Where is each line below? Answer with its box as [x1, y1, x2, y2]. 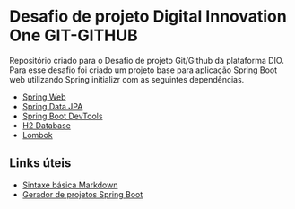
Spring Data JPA [22, 100, 83, 111]
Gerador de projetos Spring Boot [22, 188, 143, 199]
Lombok [22, 129, 54, 140]
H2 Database [22, 119, 72, 131]
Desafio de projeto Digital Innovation [9, 6, 287, 27]
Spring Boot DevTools [22, 110, 103, 121]
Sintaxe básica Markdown [22, 179, 118, 190]
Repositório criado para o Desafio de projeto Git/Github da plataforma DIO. [9, 55, 284, 65]
